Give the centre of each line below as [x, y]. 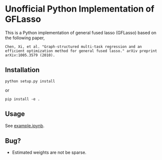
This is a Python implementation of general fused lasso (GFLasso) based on [81, 32]
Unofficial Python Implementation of [80, 9]
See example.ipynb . [25, 126]
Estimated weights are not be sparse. [49, 152]
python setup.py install [30, 81]
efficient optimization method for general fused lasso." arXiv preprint [81, 51]
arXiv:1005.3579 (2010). [30, 55]
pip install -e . [23, 99]
